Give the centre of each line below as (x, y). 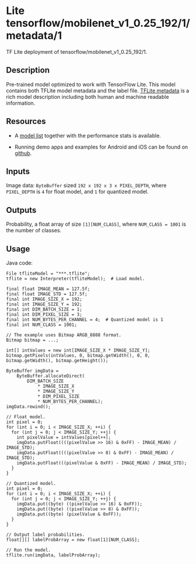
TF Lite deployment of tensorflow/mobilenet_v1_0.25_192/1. (77, 51)
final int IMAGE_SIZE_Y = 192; (44, 304)
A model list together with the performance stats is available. (88, 135)
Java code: (20, 263)
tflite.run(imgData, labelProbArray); (53, 555)
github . (23, 153)
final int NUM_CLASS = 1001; (42, 325)
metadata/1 (34, 36)
